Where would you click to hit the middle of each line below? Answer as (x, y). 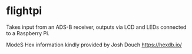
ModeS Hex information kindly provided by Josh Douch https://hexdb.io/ (94, 45)
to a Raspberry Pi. (28, 33)
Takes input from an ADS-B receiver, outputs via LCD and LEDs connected (96, 27)
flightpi (24, 11)
